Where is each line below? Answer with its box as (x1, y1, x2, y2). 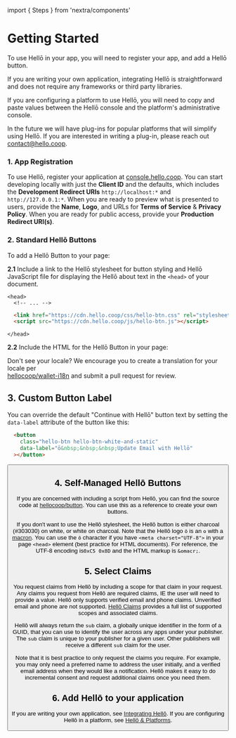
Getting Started (7, 31, 100, 46)
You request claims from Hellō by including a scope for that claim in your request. (13, 583, 223, 591)
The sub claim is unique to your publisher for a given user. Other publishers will (16, 635, 220, 643)
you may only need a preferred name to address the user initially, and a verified (15, 660, 221, 668)
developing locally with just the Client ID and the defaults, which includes (7, 180, 220, 189)
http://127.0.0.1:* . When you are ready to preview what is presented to (7, 195, 219, 204)
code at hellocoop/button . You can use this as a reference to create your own (18, 501, 218, 509)
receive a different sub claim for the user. (65, 642, 171, 649)
